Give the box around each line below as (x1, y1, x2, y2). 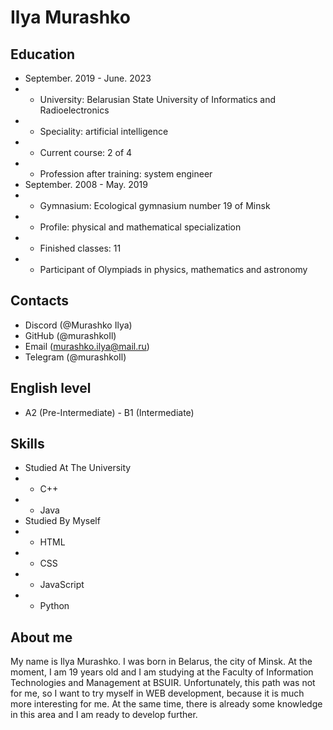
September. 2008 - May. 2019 (24, 179, 148, 190)
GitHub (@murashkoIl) (24, 329, 117, 341)
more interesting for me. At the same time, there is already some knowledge (10, 698, 323, 710)
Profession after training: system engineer (39, 168, 213, 180)
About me (10, 629, 73, 646)
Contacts (10, 292, 70, 310)
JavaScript (39, 579, 85, 591)
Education (10, 46, 76, 63)
